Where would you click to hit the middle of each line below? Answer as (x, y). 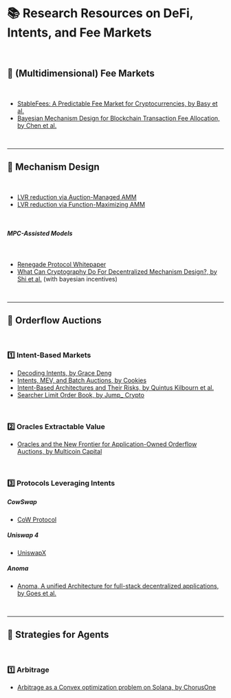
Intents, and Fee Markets (80, 33)
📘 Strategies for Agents (58, 635)
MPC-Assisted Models (40, 233)
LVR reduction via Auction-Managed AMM (77, 197)
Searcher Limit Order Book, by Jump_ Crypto (80, 395)
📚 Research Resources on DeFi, (100, 13)
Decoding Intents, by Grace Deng (64, 372)
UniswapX (32, 552)
